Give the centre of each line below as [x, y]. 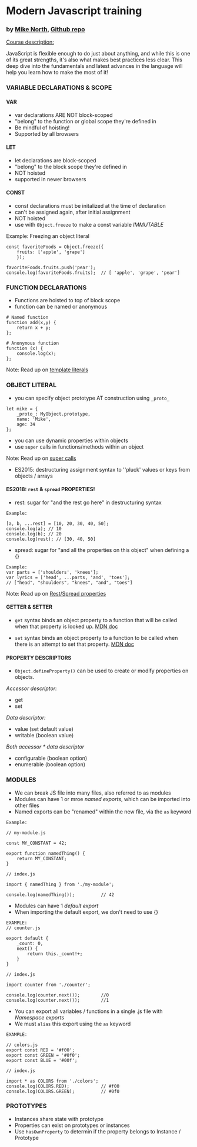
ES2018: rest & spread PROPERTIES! [51, 489]
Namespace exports [39, 1017]
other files [27, 805]
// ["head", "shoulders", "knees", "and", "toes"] [69, 583]
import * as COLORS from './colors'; [52, 1081]
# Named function [27, 318]
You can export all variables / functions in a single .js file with [89, 1011]
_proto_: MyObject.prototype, [54, 414]
